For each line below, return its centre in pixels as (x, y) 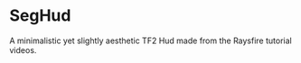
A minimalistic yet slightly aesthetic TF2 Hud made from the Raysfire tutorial (150, 40)
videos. (23, 49)
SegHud (40, 16)
